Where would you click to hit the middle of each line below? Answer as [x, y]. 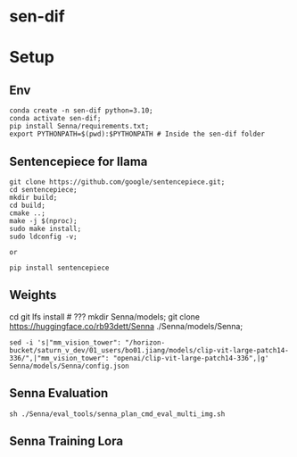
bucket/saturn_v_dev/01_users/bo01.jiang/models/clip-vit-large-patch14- [149, 350]
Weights [33, 295]
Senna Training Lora [66, 441]
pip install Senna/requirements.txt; [79, 127]
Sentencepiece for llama [78, 161]
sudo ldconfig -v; [43, 237]
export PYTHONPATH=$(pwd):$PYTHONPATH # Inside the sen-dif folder [137, 134]
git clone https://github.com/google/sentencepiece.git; [117, 182]
